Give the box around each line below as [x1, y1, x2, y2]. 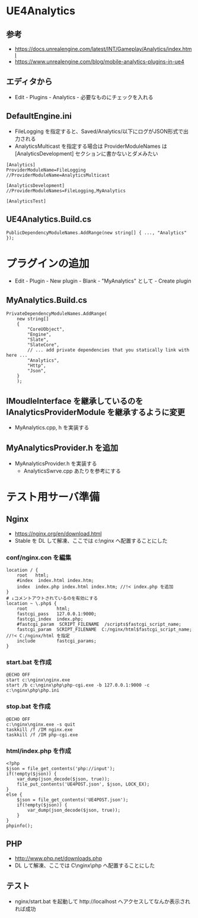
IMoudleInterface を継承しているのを [6, 396, 143, 406]
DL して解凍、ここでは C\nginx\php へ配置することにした [14, 862, 155, 869]
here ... [6, 352, 28, 359]
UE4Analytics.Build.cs [6, 214, 92, 224]
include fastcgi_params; [17, 638, 97, 644]
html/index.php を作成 [6, 746, 71, 755]
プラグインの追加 [6, 257, 90, 270]
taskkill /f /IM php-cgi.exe [6, 732, 78, 737]
